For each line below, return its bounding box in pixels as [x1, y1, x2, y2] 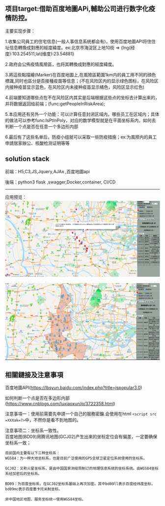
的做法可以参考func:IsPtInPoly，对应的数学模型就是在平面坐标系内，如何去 [5, 117, 156, 123]
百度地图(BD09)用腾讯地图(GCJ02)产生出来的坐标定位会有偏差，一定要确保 [5, 434, 158, 440]
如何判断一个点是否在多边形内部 [5, 395, 70, 401]
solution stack [5, 155, 50, 163]
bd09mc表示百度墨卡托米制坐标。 [5, 487, 62, 492]
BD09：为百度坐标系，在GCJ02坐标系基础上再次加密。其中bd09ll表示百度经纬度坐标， [5, 481, 155, 487]
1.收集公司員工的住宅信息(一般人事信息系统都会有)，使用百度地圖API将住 [5, 38, 152, 44]
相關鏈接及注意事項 [5, 371, 63, 379]
